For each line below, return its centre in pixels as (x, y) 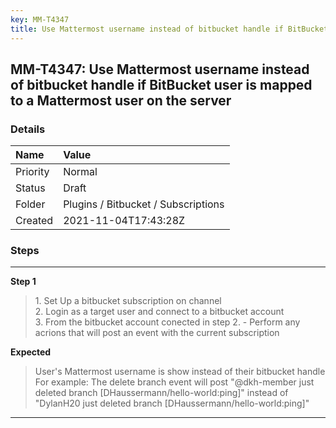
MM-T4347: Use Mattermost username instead (160, 69)
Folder (30, 204)
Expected (31, 352)
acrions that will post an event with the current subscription (157, 333)
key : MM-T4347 (40, 19)
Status (30, 188)
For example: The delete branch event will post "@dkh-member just (174, 382)
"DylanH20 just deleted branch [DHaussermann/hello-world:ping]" (172, 403)
